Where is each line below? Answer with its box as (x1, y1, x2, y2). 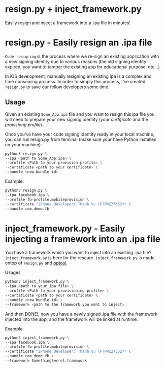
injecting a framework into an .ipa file (5, 233, 161, 244)
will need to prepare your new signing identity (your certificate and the (5, 116, 149, 122)
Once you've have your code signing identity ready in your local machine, (5, 131, 155, 137)
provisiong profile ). (5, 122, 44, 128)
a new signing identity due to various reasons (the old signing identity (5, 58, 147, 65)
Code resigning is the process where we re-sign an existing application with (5, 53, 159, 59)
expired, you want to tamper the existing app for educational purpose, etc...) (5, 64, 160, 69)
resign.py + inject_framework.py (5, 3, 142, 15)
